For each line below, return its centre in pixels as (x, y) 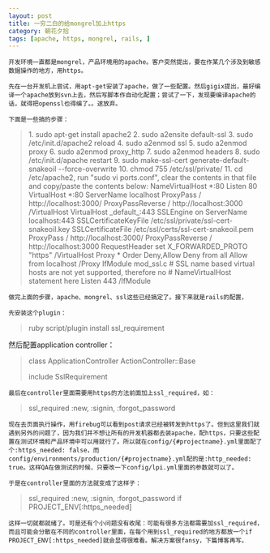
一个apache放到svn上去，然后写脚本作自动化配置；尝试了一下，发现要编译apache (132, 95)
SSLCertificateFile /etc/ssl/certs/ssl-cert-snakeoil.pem (163, 229)
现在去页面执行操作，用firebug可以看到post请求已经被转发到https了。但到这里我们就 (134, 425)
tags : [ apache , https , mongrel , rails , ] (79, 39)
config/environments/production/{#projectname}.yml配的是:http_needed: (130, 459)
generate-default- (219, 161)
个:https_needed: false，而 (54, 451)
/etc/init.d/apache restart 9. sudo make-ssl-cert (108, 161)
